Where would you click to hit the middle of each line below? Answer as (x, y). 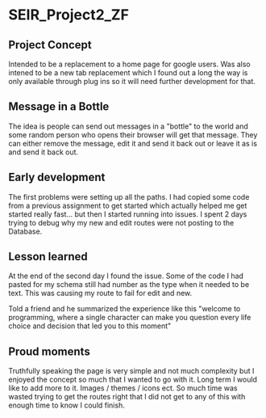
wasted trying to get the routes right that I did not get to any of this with (127, 397)
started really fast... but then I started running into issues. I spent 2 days (128, 214)
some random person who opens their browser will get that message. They (133, 134)
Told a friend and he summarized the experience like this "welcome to (125, 309)
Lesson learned (48, 257)
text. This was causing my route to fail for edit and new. (100, 293)
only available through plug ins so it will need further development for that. (132, 81)
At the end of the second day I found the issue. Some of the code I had (126, 276)
